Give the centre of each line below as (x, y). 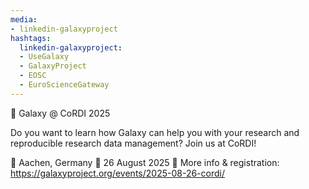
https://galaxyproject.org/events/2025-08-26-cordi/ (117, 173)
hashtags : (31, 38)
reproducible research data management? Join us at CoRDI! (133, 143)
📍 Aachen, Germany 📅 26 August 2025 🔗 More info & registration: (145, 162)
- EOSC (33, 76)
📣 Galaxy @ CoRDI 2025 (60, 113)
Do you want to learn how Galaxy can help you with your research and (155, 132)
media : (24, 19)
